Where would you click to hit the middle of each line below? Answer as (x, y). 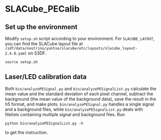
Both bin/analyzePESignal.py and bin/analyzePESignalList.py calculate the (81, 88)
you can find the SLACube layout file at (44, 44)
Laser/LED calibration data (46, 77)
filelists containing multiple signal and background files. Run (65, 114)
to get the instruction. (26, 132)
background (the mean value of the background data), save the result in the (80, 99)
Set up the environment (41, 27)
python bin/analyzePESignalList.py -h (44, 123)
